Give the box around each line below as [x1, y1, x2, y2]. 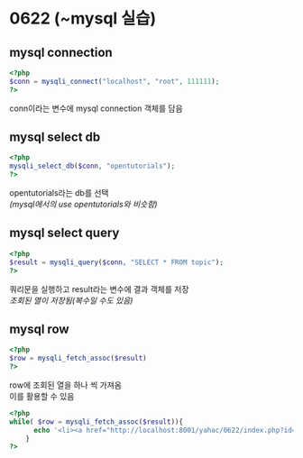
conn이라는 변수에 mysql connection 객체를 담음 [9, 103, 183, 114]
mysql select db [9, 130, 101, 145]
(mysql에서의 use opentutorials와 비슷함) [9, 199, 158, 210]
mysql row [9, 321, 69, 336]
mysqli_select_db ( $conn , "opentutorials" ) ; [9, 161, 176, 171]
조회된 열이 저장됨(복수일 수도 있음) [9, 295, 133, 306]
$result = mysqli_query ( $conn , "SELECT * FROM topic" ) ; [9, 258, 224, 267]
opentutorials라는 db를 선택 [9, 188, 109, 198]
